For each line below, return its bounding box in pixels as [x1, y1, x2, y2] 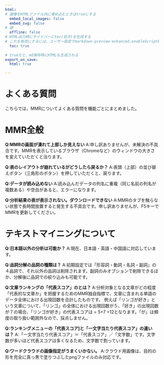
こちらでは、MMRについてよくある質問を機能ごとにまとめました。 [5, 106, 140, 111]
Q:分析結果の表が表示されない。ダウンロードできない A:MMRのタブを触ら [5, 197, 154, 203]
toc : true [9, 43, 29, 48]
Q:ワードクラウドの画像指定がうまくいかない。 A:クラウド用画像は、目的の [5, 348, 157, 354]
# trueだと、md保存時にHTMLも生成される [5, 52, 79, 58]
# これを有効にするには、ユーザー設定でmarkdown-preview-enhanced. [5, 39, 132, 44]
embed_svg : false [9, 21, 45, 26]
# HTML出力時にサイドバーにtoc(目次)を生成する [5, 35, 91, 40]
